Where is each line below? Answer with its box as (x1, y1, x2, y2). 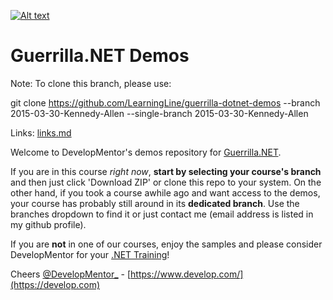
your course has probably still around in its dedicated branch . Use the (10, 197, 300, 209)
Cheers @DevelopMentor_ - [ (10, 268, 132, 280)
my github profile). (10, 218, 87, 230)
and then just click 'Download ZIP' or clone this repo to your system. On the (10, 176, 322, 188)
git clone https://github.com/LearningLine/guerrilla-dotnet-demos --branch (10, 96, 321, 109)
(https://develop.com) (10, 278, 101, 290)
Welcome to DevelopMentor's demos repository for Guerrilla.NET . (10, 146, 282, 158)
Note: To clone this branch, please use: (10, 77, 172, 89)
